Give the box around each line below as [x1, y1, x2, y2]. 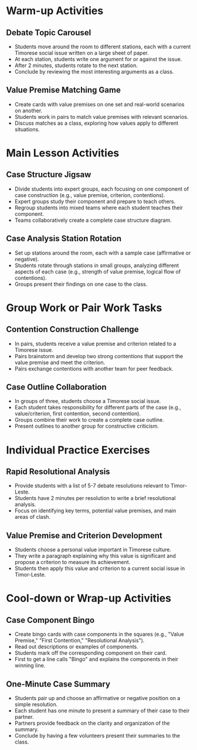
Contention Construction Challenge [6, 325, 139, 335]
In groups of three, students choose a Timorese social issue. [14, 398, 161, 405]
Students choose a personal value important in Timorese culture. [14, 546, 172, 554]
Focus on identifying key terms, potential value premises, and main [14, 507, 176, 514]
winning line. [14, 662, 46, 669]
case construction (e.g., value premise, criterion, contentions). [14, 191, 165, 198]
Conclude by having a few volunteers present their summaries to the [14, 732, 181, 739]
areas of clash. [14, 514, 51, 521]
